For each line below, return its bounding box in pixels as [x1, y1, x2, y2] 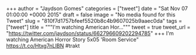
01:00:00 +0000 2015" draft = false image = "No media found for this [6, 11, 176, 18]
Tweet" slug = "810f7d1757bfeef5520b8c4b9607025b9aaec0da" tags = [6, 18, 182, 24]
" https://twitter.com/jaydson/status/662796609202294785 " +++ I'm [6, 30, 174, 37]
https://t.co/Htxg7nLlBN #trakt [6, 42, 80, 49]
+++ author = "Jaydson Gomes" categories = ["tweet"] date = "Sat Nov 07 [6, 5, 188, 12]
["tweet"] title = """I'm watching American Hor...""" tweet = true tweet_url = [6, 23, 191, 30]
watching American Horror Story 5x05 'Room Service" [6, 36, 139, 43]
